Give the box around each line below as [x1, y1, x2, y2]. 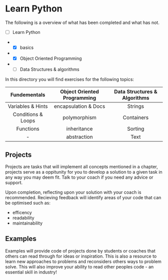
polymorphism [62, 114, 96, 121]
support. [5, 180, 23, 185]
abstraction [66, 133, 93, 140]
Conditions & [12, 111, 43, 118]
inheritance [66, 125, 93, 132]
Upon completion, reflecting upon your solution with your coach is [5, 189, 141, 195]
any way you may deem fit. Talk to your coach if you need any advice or [5, 174, 153, 180]
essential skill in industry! [5, 269, 57, 275]
